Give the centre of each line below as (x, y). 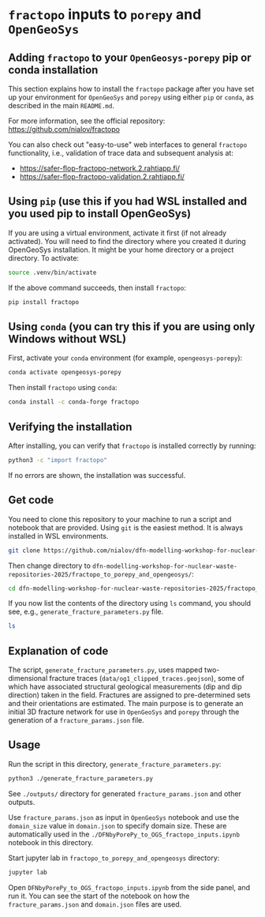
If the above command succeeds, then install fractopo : (97, 288)
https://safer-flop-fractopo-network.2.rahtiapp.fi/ (99, 168)
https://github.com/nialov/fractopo (64, 129)
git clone (24, 551)
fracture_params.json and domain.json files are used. (95, 904)
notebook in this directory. (51, 842)
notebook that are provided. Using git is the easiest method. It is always (125, 528)
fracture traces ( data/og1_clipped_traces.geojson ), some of (147, 678)
